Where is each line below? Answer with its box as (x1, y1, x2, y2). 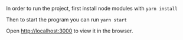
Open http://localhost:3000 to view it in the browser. (6, 27, 133, 34)
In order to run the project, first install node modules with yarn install (6, 5, 178, 12)
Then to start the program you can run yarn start (6, 16, 128, 23)
